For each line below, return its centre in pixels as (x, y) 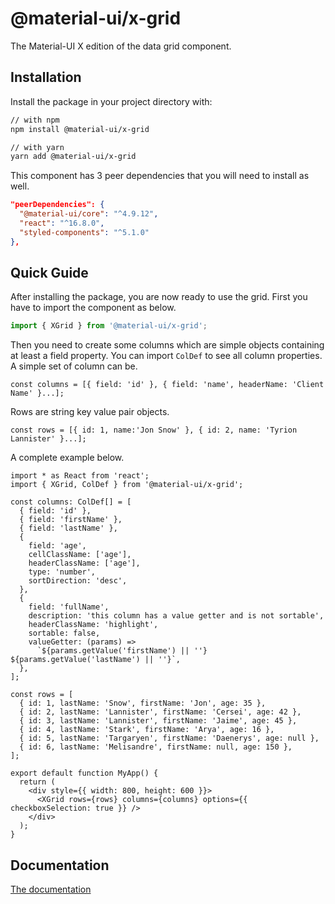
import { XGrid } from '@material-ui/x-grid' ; (109, 326)
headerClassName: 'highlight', (93, 625)
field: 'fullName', (69, 607)
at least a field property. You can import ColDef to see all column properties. (166, 356)
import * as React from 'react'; (80, 476)
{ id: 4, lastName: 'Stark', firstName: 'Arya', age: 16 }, (147, 730)
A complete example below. (67, 458)
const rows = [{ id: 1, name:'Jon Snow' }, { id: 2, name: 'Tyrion (154, 430)
